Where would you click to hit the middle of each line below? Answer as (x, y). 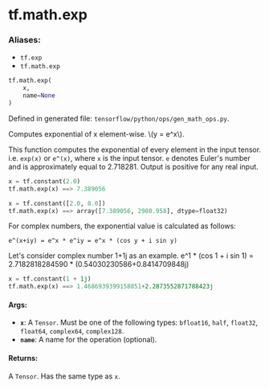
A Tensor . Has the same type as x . (64, 376)
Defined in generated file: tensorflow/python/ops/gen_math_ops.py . (119, 118)
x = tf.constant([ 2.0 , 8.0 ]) (57, 203)
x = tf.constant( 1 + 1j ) (50, 279)
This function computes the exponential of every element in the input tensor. (135, 149)
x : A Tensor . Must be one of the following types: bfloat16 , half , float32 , (139, 322)
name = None (39, 96)
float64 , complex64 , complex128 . (72, 331)
